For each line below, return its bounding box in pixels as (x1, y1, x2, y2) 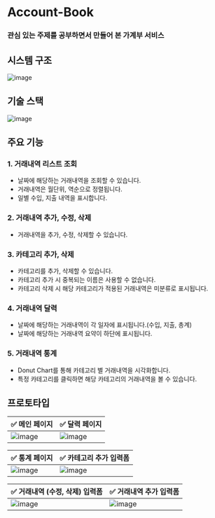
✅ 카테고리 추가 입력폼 (59, 453, 130, 463)
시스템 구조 (7, 54, 53, 66)
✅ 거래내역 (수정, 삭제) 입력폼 (11, 487, 103, 497)
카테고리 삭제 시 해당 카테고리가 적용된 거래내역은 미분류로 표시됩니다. (17, 284, 209, 293)
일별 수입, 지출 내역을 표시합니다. (17, 194, 107, 202)
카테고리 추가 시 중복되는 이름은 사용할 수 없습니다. (17, 276, 156, 284)
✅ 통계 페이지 (11, 453, 53, 463)
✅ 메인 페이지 (11, 419, 53, 429)
